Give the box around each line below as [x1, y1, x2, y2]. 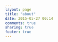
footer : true [5, 29, 32, 34]
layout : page [5, 7, 32, 12]
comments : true [5, 20, 36, 26]
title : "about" [5, 12, 36, 16]
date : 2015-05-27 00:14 [5, 16, 54, 21]
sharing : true [5, 25, 34, 30]
